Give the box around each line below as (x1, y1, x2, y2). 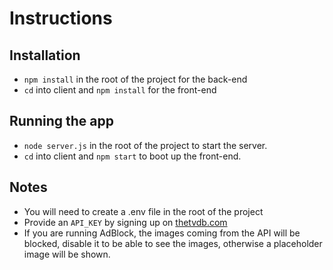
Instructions (9, 7, 113, 30)
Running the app (9, 113, 114, 130)
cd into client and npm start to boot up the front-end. (23, 150, 242, 162)
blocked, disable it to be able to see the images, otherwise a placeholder (23, 237, 323, 249)
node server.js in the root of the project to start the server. (23, 139, 268, 151)
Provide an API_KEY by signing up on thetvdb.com (23, 216, 228, 228)
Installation (9, 47, 81, 64)
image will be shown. (23, 248, 111, 260)
